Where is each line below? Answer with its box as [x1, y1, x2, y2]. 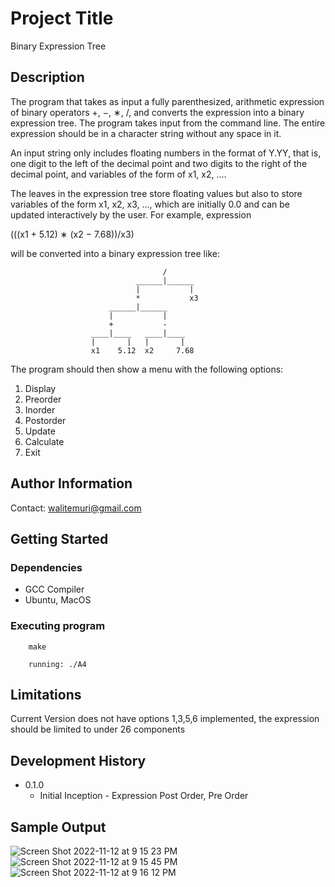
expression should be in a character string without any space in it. [10, 127, 282, 139]
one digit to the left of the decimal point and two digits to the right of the [10, 157, 308, 169]
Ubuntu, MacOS [24, 594, 92, 606]
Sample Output [10, 818, 107, 836]
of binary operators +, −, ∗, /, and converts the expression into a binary [10, 106, 305, 118]
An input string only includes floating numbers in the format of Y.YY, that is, [10, 147, 322, 159]
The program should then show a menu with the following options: [10, 363, 284, 375]
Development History [10, 752, 147, 769]
